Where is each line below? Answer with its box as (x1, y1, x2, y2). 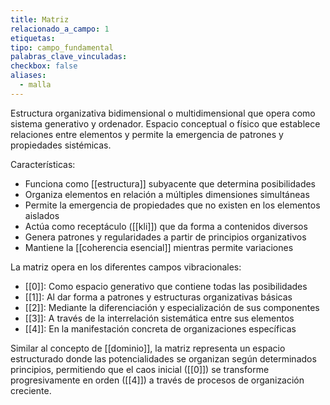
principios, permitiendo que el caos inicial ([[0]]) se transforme (10, 363, 270, 375)
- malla (19, 80, 52, 90)
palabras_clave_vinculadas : (10, 52, 128, 62)
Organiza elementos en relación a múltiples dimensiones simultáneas (24, 188, 310, 200)
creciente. (10, 384, 52, 396)
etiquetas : (10, 33, 56, 43)
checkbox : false (10, 61, 78, 71)
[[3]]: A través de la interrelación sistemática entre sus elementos (24, 312, 295, 324)
